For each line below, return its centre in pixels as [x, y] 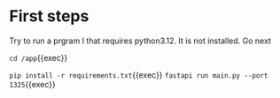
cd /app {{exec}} [39, 57]
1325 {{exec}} [32, 84]
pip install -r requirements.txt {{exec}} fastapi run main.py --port [139, 75]
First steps [49, 16]
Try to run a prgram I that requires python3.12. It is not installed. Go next [140, 41]
